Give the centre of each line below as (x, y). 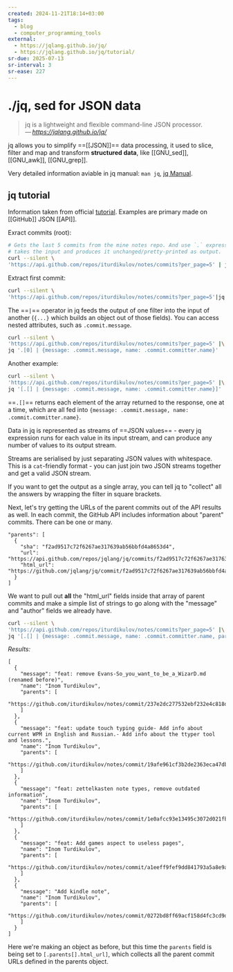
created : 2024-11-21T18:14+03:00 (56, 13)
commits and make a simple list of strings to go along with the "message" (112, 603)
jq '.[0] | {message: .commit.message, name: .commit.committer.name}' (113, 351)
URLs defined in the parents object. (58, 962)
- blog (24, 26)
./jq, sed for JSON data (74, 105)
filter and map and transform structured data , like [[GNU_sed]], (98, 153)
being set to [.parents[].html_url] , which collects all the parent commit (111, 954)
